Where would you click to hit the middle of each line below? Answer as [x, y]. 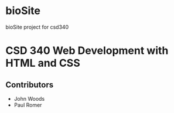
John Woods [29, 98]
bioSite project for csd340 [37, 27]
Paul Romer [28, 105]
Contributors [30, 85]
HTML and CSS [43, 63]
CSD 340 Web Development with [87, 51]
